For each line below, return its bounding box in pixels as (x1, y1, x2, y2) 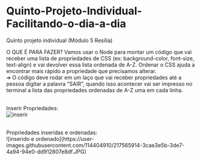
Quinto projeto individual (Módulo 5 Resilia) (6, 37, 113, 44)
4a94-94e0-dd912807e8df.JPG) (6, 148, 87, 155)
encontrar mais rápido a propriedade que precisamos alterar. (6, 67, 157, 74)
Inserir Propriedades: (6, 104, 59, 111)
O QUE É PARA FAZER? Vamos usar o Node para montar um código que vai (6, 48, 192, 55)
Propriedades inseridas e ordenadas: (6, 129, 98, 136)
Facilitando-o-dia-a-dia (6, 17, 127, 31)
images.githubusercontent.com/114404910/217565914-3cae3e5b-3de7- (6, 141, 185, 149)
